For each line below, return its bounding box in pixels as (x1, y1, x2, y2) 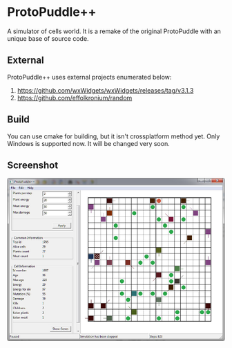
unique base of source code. (7, 34, 89, 42)
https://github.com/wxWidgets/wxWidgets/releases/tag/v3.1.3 (17, 86, 194, 94)
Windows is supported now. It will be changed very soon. (7, 139, 171, 147)
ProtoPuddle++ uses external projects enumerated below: (7, 73, 172, 81)
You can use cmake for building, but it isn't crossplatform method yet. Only (7, 132, 220, 140)
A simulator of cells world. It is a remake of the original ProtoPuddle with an (7, 27, 221, 35)
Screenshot (7, 159, 59, 171)
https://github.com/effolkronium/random (17, 93, 133, 102)
